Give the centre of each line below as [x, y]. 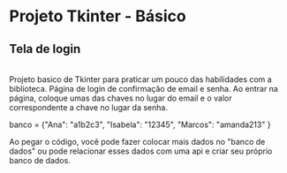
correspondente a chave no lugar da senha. [88, 107]
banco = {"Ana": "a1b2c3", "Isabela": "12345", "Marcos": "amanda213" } [140, 124]
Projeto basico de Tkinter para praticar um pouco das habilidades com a [140, 79]
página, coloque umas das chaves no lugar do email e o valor [121, 98]
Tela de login [45, 49]
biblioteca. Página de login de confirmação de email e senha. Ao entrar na [143, 89]
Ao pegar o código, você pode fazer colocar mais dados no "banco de [137, 142]
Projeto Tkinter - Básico [98, 16]
